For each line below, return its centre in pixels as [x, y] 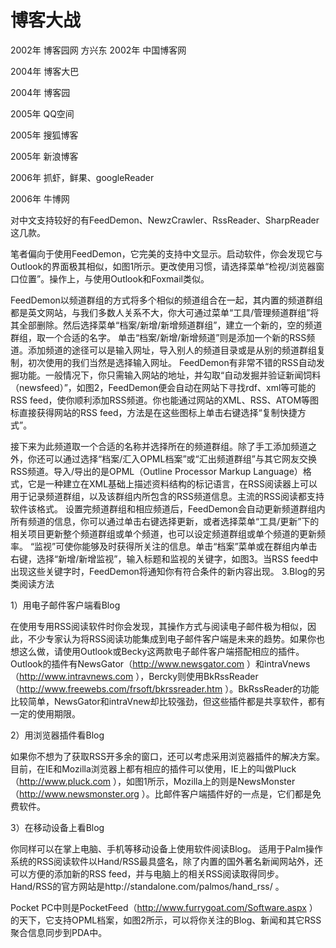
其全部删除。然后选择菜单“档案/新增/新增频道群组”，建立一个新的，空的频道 [166, 325]
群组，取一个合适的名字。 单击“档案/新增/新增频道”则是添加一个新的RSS [158, 337]
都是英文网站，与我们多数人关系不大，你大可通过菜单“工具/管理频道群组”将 [165, 312]
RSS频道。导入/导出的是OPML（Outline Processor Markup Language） [156, 471]
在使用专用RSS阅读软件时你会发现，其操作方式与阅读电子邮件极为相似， [159, 626]
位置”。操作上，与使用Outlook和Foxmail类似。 [114, 278]
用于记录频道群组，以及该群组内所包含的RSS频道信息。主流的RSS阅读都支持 [167, 496]
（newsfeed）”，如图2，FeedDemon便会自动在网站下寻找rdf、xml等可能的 [163, 387]
